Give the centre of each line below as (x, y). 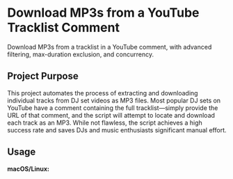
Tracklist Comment (64, 28)
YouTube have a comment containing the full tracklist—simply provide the (113, 108)
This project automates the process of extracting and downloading (103, 93)
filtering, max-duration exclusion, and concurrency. (81, 54)
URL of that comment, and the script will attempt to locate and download (111, 115)
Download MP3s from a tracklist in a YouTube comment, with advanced (110, 47)
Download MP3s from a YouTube (103, 13)
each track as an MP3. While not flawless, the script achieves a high (105, 123)
